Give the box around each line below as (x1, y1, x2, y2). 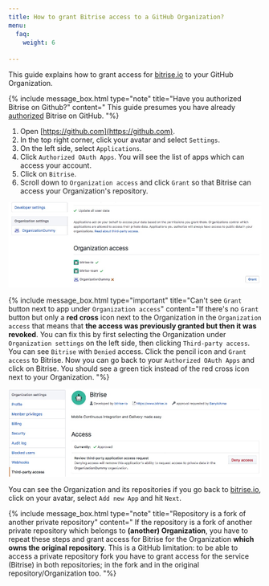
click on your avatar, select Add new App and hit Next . (8, 494, 182, 503)
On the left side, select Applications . (19, 144, 142, 153)
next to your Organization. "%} (8, 372, 110, 381)
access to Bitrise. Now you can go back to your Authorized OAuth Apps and (8, 355, 255, 364)
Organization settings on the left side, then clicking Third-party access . (8, 338, 251, 348)
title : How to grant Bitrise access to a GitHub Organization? (8, 13, 225, 21)
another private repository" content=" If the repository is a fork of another (8, 518, 253, 527)
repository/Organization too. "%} (8, 568, 116, 578)
